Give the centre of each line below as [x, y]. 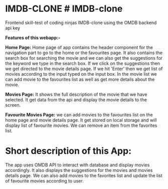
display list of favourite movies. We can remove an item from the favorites [81, 125]
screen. [13, 105]
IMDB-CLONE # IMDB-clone [64, 9]
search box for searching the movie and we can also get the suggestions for [84, 58]
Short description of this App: [68, 151]
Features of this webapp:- [33, 38]
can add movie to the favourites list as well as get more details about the [80, 79]
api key [13, 28]
